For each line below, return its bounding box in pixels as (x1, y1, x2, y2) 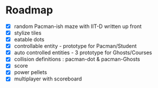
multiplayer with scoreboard (14, 75, 82, 82)
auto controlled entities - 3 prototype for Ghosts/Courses (14, 49, 152, 56)
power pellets (14, 69, 48, 76)
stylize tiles (14, 30, 42, 36)
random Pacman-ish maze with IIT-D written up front (14, 23, 142, 30)
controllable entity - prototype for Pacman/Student (14, 43, 137, 50)
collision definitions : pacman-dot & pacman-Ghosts (14, 56, 140, 63)
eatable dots (14, 36, 45, 43)
